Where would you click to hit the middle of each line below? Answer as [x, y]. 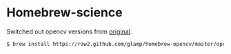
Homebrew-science [64, 13]
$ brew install [28, 44]
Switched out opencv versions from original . [69, 31]
